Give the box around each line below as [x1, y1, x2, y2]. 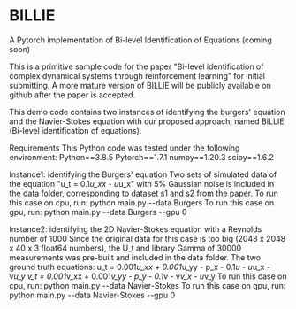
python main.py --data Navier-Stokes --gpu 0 [9, 290, 176, 300]
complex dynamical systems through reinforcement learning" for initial [9, 70, 265, 81]
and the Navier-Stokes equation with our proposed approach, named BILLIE [9, 116, 285, 127]
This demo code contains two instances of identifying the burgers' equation [9, 106, 285, 117]
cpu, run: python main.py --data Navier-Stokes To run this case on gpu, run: [9, 280, 286, 290]
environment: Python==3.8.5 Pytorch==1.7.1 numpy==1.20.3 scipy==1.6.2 [9, 151, 274, 162]
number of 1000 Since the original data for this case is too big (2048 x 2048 [9, 233, 286, 243]
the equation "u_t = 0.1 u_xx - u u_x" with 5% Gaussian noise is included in [9, 178, 275, 189]
